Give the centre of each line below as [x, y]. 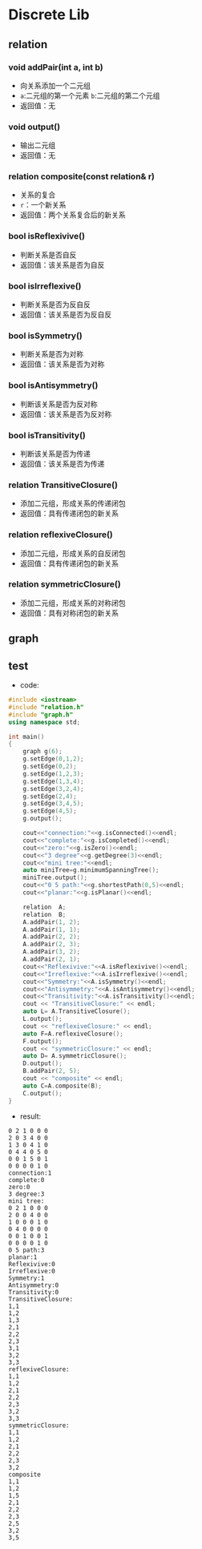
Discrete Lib [49, 15]
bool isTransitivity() [47, 435]
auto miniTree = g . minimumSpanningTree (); [91, 870]
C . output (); [42, 1093]
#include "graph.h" [41, 715]
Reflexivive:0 [32, 1264]
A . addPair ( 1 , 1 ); [52, 930]
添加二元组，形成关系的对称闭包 [73, 603]
